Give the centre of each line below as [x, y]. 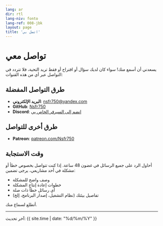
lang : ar [14, 9]
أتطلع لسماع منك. [22, 205]
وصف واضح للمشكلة [31, 180]
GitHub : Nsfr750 [29, 106]
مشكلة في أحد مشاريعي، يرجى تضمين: [40, 170]
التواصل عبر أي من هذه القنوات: [34, 74]
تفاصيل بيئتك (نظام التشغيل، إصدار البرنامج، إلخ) [55, 195]
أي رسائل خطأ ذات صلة [34, 190]
